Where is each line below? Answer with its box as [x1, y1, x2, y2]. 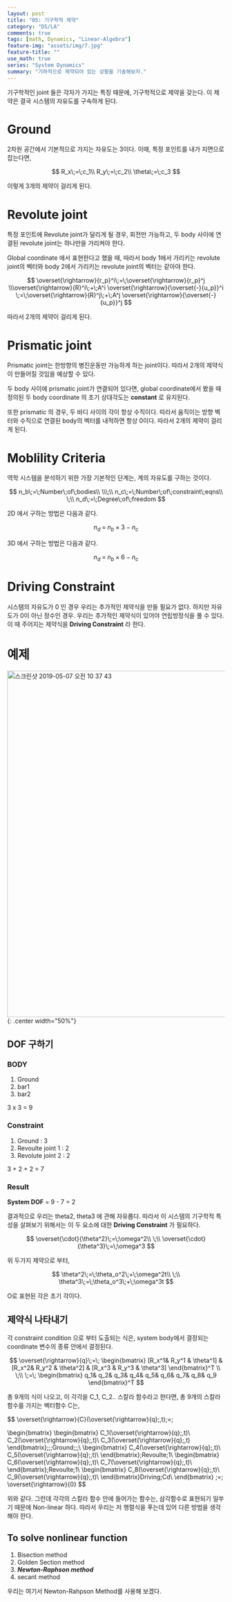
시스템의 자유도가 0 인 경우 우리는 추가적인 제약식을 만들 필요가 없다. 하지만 [7, 602, 210, 610]
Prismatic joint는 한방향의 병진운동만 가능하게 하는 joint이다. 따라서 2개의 [7, 361, 205, 369]
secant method [17, 1572, 61, 1581]
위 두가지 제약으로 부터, [7, 1256, 70, 1265]
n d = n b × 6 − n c [93, 553, 139, 563]
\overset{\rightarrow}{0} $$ [7, 1480, 86, 1488]
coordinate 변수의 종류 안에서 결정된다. [7, 1342, 113, 1350]
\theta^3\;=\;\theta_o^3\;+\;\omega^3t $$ [58, 1278, 174, 1285]
